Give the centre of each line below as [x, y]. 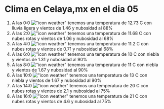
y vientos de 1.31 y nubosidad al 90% [49, 59]
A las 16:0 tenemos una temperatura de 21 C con [80, 96]
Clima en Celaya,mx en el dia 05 [72, 9]
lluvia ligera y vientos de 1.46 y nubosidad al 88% [62, 28]
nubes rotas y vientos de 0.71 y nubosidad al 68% [62, 49]
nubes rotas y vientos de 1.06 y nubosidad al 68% [63, 38]
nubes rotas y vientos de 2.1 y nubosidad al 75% [61, 91]
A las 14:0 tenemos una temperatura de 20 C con [80, 85]
